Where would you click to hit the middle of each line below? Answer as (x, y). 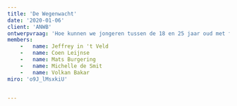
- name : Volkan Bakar (55, 72)
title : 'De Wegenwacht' (42, 14)
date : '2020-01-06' (36, 20)
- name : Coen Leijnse (55, 53)
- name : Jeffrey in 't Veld (65, 46)
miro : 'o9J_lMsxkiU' (38, 79)
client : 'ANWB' (30, 27)
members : (20, 40)
